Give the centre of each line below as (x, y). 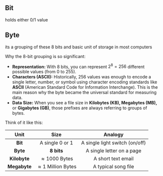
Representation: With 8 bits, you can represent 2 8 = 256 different (78, 66)
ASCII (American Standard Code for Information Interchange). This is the (85, 87)
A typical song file (114, 167)
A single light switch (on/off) (113, 143)
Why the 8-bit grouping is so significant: (45, 56)
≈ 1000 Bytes (57, 159)
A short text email (113, 159)
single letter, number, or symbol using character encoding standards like (84, 82)
